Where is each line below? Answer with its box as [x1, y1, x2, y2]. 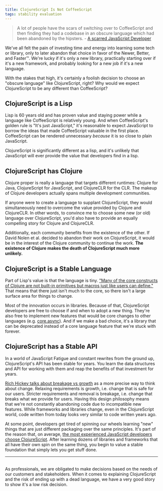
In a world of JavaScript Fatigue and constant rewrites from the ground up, [5, 355, 155, 361]
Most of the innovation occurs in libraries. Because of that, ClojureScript [5, 302, 149, 308]
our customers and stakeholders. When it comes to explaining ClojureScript [5, 471, 156, 477]
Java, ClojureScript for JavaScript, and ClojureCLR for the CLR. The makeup [5, 185, 157, 191]
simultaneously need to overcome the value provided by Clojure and [5, 205, 142, 211]
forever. [5, 328, 21, 334]
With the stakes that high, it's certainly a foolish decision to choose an [5, 75, 145, 81]
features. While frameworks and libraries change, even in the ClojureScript [5, 406, 154, 412]
